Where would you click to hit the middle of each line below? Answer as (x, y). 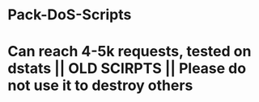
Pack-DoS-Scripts (70, 15)
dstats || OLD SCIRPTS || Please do (127, 69)
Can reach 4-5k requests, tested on (129, 52)
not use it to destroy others (100, 86)
